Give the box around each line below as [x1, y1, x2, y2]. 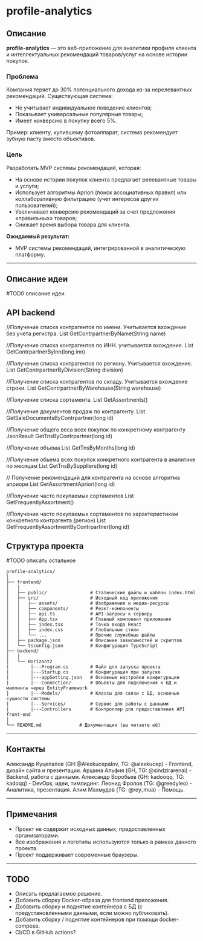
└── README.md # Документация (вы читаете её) [6, 722, 161, 729]
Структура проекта [6, 540, 84, 551]
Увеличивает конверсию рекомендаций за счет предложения [14, 208, 176, 215]
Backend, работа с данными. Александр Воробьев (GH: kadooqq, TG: [6, 773, 185, 780]
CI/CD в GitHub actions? [14, 929, 76, 936]
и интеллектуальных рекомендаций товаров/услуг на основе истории [6, 51, 188, 58]
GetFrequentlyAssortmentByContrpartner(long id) [6, 523, 130, 531]
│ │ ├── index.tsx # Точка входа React [6, 621, 142, 628]
